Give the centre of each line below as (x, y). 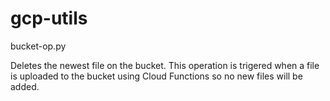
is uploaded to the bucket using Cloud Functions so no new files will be (156, 76)
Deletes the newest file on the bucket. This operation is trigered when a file (165, 65)
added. (25, 86)
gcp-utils (49, 18)
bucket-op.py (38, 46)
